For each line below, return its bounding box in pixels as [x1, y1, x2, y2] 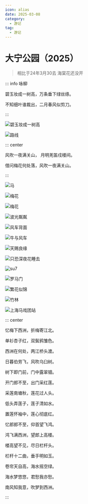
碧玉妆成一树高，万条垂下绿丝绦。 [5, 91, 74, 97]
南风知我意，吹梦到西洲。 [5, 484, 57, 490]
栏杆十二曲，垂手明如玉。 [5, 453, 57, 459]
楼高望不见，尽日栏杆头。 [5, 442, 57, 448]
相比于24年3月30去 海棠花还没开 [17, 70, 84, 76]
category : [5, 16, 25, 21]
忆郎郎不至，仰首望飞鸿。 [5, 421, 57, 427]
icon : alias [5, 7, 29, 12]
